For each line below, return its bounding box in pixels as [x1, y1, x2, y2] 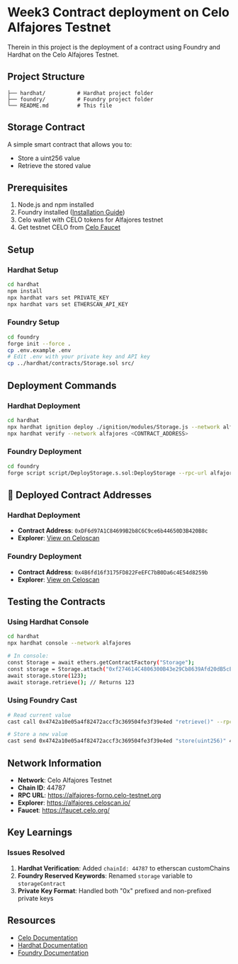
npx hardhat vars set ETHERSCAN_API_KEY [7, 300, 129, 308]
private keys [17, 894, 54, 902]
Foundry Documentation [17, 948, 89, 957]
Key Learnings [7, 827, 73, 839]
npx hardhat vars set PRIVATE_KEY [7, 294, 110, 301]
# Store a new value [7, 731, 69, 738]
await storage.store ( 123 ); [7, 672, 87, 679]
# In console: [7, 652, 50, 659]
